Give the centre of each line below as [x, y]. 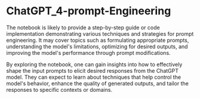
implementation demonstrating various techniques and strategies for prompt [100, 33]
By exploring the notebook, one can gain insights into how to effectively [94, 64]
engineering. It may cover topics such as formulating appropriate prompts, [98, 40]
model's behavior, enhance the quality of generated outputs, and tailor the [98, 83]
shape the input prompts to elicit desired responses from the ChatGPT [93, 70]
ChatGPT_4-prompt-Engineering [89, 11]
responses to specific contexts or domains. [59, 89]
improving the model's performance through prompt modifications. [89, 52]
